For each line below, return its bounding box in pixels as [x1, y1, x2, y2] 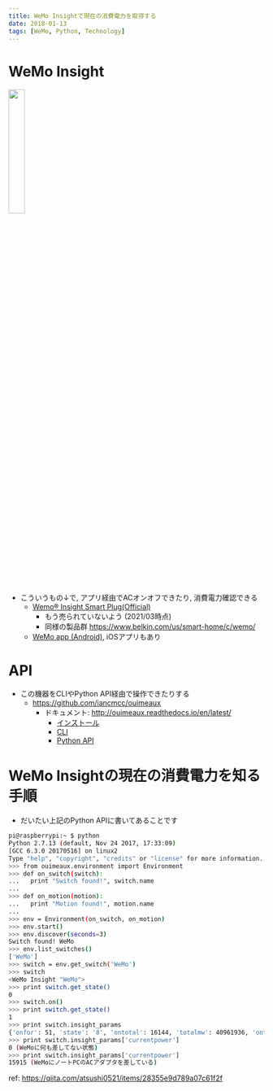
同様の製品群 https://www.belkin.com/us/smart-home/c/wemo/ [44, 622, 256, 631]
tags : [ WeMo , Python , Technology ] [8, 27, 126, 35]
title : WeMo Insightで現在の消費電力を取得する [8, 11, 157, 20]
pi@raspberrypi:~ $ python [8, 831, 100, 840]
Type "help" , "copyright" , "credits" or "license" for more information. [8, 854, 264, 862]
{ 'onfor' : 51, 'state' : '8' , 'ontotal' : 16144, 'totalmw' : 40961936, [8, 1028, 249, 1036]
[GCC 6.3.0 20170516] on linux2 [8, 847, 118, 855]
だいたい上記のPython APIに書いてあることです [19, 815, 179, 826]
